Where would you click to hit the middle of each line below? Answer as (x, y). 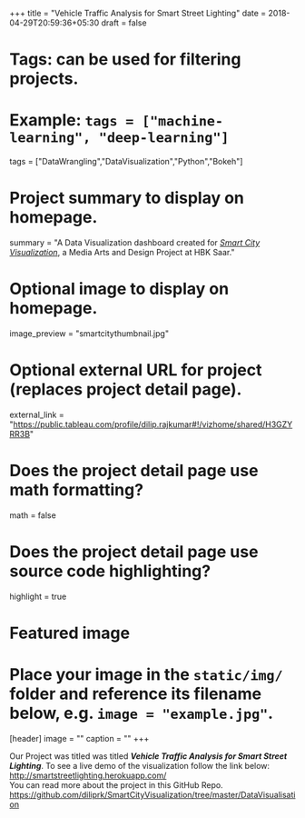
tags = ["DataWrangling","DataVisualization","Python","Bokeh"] (126, 162)
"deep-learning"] (164, 138)
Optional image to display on (119, 289)
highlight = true (38, 596)
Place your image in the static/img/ (146, 675)
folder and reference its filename (135, 694)
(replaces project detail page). (126, 389)
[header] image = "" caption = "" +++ (79, 738)
